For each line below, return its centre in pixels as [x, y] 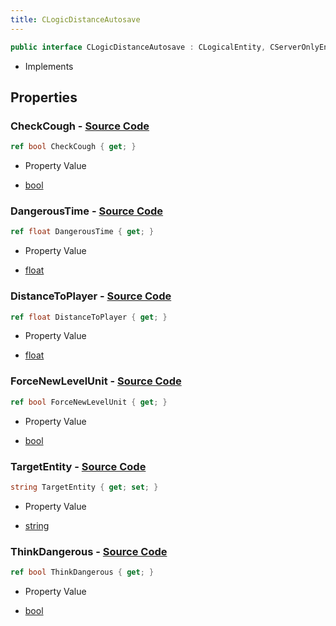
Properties [44, 97]
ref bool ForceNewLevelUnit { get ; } [89, 402]
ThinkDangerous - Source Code [89, 551]
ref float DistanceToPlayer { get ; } [89, 317]
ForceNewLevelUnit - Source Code [96, 381]
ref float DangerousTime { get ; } [82, 232]
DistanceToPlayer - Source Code [91, 296]
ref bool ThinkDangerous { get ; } [82, 572]
